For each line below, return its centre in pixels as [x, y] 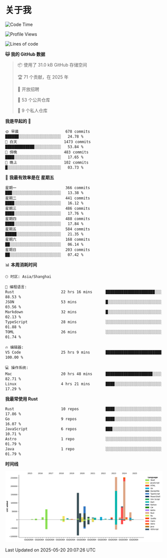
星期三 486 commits [48, 208]
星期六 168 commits [48, 239]
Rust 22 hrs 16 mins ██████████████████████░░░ [83, 292]
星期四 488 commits [48, 219]
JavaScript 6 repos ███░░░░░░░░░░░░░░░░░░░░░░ [83, 429]
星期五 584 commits [48, 229]
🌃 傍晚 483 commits [47, 152]
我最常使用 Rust [22, 399]
